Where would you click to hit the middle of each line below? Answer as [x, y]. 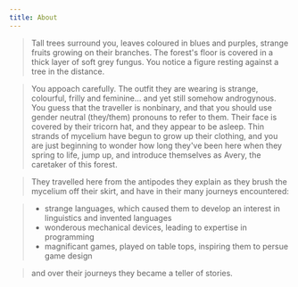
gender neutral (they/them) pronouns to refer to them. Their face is [154, 117]
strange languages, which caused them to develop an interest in [162, 208]
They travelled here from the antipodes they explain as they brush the [159, 181]
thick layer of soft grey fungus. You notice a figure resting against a [155, 61]
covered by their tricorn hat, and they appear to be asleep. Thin [148, 127]
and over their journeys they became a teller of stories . [132, 273]
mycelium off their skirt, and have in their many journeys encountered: [160, 191]
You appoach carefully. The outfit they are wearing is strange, [145, 88]
